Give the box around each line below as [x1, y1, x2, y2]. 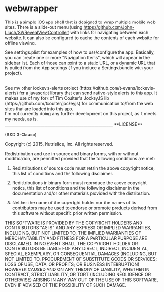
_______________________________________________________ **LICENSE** [5, 121, 143, 127]
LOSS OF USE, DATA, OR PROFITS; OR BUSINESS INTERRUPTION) [5, 261, 140, 267]
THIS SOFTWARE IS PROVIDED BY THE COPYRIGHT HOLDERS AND [5, 220, 143, 225]
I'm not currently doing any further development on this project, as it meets [5, 111, 157, 116]
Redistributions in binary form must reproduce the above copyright [12, 180, 147, 186]
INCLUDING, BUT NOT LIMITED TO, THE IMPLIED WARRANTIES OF [5, 230, 141, 236]
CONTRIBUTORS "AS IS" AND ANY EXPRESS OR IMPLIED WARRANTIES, [5, 225, 152, 230]
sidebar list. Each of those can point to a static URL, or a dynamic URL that [5, 60, 156, 66]
